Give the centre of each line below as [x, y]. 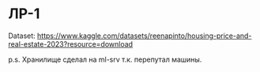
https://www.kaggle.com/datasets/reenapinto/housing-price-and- [144, 36]
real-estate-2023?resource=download [70, 44]
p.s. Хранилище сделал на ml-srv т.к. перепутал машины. [105, 59]
